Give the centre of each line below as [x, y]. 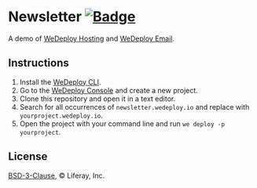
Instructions [39, 63]
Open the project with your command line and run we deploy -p [122, 123]
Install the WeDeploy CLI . [60, 81]
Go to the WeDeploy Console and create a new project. [108, 90]
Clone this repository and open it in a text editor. [97, 99]
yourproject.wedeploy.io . [61, 115]
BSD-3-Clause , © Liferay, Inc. [57, 175]
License [28, 157]
